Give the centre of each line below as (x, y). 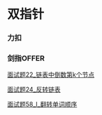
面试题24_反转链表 (34, 90)
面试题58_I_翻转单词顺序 (42, 105)
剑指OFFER (26, 59)
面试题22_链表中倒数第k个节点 (51, 75)
